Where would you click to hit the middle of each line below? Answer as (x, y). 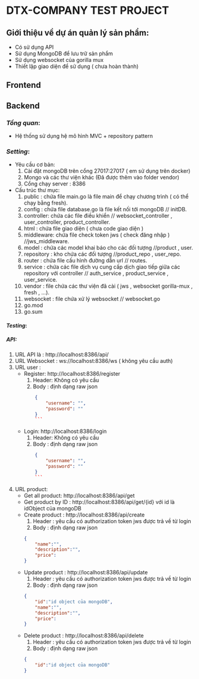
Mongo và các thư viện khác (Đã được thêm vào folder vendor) (102, 178)
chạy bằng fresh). (46, 203)
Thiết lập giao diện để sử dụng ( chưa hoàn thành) (77, 66)
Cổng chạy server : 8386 (55, 184)
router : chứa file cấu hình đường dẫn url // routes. (85, 261)
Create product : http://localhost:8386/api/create (84, 515)
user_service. (40, 280)
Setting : (18, 151)
